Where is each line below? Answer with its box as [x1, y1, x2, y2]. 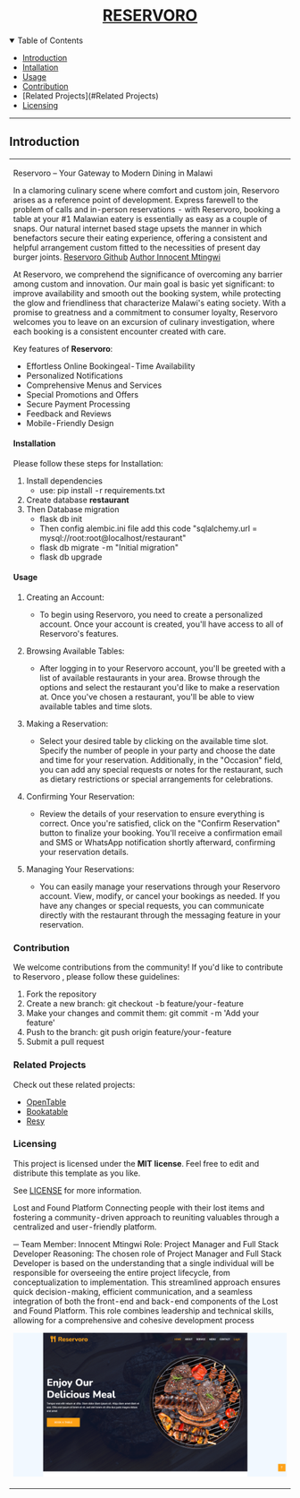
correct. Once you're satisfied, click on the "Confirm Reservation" [39, 817, 281, 828]
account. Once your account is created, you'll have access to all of [39, 619, 284, 629]
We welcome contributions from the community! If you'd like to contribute [12, 962, 284, 972]
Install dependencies [26, 475, 103, 486]
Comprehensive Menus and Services [26, 380, 162, 390]
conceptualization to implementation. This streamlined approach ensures [12, 1277, 281, 1288]
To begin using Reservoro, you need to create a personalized [39, 609, 263, 620]
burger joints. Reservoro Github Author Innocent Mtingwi [12, 252, 221, 262]
